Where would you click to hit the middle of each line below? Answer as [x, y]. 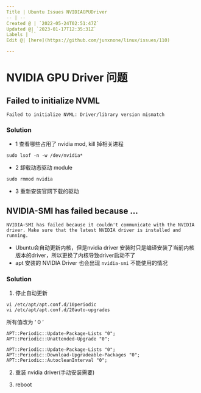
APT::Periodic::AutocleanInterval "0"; [57, 361]
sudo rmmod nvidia [30, 179]
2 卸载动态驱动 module [44, 168]
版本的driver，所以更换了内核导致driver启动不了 [75, 255]
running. [17, 236]
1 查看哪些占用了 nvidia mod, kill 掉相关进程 [69, 144]
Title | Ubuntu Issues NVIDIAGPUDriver [57, 12]
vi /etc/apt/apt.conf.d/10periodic [51, 305]
